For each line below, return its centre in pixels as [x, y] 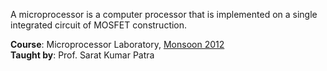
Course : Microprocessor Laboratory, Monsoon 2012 [117, 44]
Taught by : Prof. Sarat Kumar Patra [82, 55]
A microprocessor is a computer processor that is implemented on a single [164, 14]
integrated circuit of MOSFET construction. [99, 25]
